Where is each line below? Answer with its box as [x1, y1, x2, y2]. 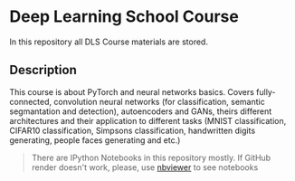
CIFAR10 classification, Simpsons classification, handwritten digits [9, 125, 256, 136]
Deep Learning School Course [9, 6, 240, 27]
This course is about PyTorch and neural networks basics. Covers [9, 86, 255, 97]
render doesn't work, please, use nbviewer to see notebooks [31, 161, 259, 173]
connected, [9, 96, 52, 107]
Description [9, 62, 77, 78]
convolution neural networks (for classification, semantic [53, 96, 265, 107]
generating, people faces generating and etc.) [9, 134, 181, 146]
